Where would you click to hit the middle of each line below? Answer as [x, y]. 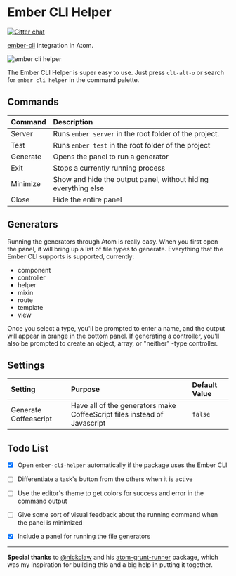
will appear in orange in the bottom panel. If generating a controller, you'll [113, 336]
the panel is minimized [50, 523]
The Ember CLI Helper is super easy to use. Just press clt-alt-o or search [116, 72]
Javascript [88, 424]
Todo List [28, 448]
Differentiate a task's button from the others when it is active [105, 479]
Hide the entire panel [87, 199]
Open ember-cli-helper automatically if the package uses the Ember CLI [122, 465]
